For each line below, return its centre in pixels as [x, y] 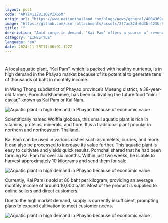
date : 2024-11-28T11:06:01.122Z [39, 47]
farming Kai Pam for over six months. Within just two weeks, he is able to [80, 155]
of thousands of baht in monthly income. [47, 79]
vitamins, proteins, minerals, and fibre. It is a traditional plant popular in [78, 124]
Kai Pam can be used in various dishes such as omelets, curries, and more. [82, 139]
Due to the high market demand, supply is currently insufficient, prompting [82, 200]
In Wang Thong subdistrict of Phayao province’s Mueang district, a [74, 89]
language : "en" [21, 42]
